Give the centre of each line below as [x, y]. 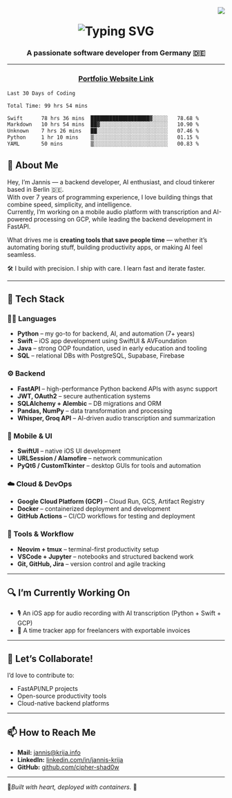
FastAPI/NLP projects [47, 689]
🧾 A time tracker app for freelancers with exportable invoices [104, 630]
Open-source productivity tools [62, 696]
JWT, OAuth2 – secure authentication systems [84, 396]
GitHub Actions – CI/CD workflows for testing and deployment [106, 516]
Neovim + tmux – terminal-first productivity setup [88, 549]
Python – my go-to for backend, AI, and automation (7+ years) [106, 333]
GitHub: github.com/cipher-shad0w [68, 767]
